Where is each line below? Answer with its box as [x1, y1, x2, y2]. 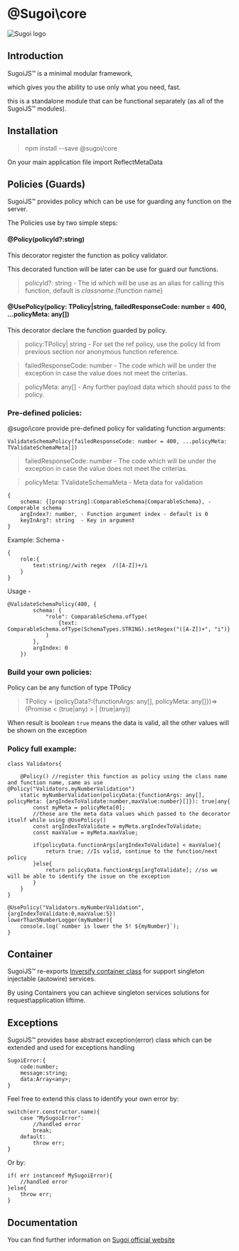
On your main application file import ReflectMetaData [7, 158, 164, 166]
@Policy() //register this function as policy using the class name [20, 773, 228, 780]
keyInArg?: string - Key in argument [20, 517, 135, 525]
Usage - [7, 587, 31, 596]
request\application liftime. [7, 996, 86, 1005]
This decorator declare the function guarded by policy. [7, 325, 167, 334]
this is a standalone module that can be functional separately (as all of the [7, 96, 224, 105]
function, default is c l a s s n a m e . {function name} [24, 286, 164, 295]
